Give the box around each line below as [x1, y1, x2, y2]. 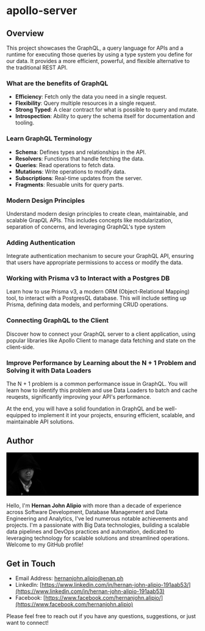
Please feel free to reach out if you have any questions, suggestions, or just [6, 613, 196, 620]
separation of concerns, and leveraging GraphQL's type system [6, 223, 166, 230]
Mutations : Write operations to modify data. [15, 168, 126, 175]
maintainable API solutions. [6, 418, 74, 426]
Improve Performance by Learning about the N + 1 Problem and [6, 358, 196, 367]
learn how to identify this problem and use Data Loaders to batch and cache [6, 387, 198, 394]
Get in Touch [6, 558, 56, 569]
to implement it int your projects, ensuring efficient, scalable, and [31, 412, 195, 419]
